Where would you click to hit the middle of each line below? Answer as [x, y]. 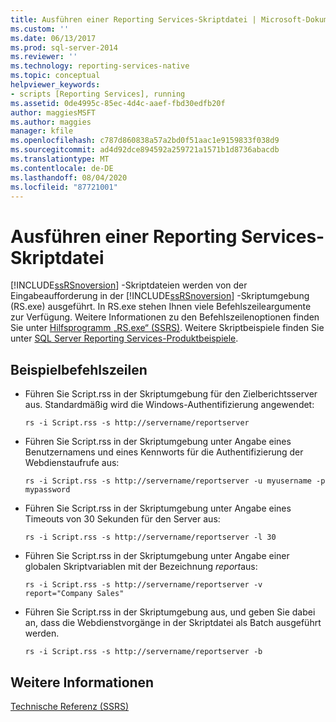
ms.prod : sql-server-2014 [64, 47]
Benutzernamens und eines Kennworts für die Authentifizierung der [164, 452]
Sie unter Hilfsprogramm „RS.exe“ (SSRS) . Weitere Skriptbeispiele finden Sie [167, 328]
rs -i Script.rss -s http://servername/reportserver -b [143, 652]
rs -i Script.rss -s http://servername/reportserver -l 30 [150, 537]
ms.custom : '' [40, 29]
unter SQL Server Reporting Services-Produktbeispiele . [124, 338]
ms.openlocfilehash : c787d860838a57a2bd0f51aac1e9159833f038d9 [145, 141]
